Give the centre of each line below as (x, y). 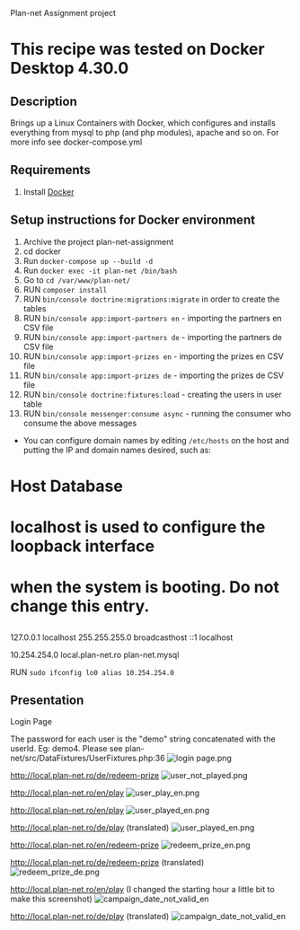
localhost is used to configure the (138, 527)
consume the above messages (80, 423)
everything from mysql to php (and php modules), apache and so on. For (145, 132)
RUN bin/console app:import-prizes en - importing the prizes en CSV (153, 356)
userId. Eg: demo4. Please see (67, 749)
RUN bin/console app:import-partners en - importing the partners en (152, 318)
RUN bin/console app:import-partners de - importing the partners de (152, 337)
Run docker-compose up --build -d (88, 260)
